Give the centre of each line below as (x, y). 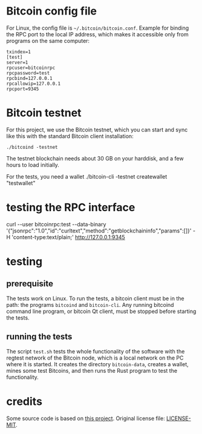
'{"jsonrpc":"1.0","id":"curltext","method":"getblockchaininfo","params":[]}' (99, 231)
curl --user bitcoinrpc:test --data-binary (56, 224)
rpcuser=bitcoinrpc (31, 68)
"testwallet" (21, 183)
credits (24, 401)
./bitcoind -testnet (32, 147)
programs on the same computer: (48, 41)
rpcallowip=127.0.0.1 (34, 84)
